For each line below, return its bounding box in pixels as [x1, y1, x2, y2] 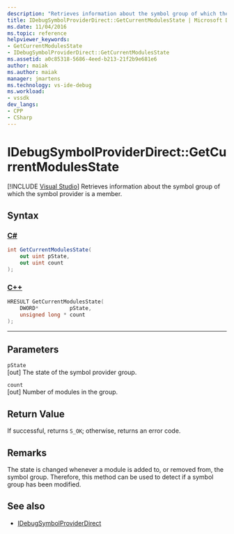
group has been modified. [7, 480, 81, 489]
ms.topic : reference [7, 29, 68, 37]
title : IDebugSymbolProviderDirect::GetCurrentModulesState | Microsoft [7, 17, 223, 24]
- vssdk [7, 95, 30, 102]
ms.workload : [7, 88, 45, 95]
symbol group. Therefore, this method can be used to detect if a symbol [7, 473, 214, 481]
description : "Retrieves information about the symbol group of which [7, 10, 217, 17]
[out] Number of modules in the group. [7, 388, 118, 396]
